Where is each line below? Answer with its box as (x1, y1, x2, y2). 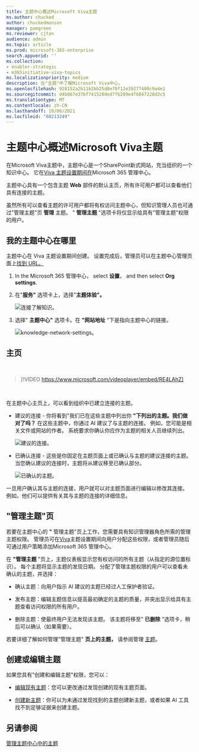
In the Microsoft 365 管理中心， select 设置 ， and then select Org (14, 272, 175, 279)
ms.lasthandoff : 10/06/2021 (6, 108, 76, 114)
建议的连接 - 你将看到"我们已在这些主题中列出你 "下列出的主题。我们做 (14, 412, 188, 419)
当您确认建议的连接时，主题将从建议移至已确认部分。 (14, 459, 145, 466)
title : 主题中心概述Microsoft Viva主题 (6, 8, 98, 15)
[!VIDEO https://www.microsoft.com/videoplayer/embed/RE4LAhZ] (20, 375, 184, 383)
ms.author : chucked (6, 14, 54, 20)
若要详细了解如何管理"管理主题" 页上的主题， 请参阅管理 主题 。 (6, 635, 161, 642)
